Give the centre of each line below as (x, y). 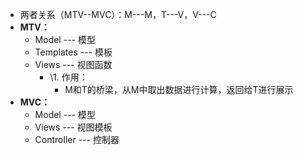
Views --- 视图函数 (73, 64)
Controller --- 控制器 (77, 139)
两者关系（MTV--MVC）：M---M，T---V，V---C (118, 14)
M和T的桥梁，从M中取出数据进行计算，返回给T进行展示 (179, 89)
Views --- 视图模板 (73, 127)
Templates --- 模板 (73, 52)
